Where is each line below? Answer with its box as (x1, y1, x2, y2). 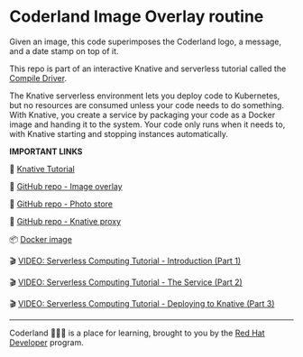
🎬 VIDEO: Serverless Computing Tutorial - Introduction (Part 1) (9, 255, 242, 266)
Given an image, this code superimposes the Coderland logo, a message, (9, 36, 282, 47)
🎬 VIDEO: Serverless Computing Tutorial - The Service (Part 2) (9, 277, 243, 288)
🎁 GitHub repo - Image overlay (9, 180, 124, 191)
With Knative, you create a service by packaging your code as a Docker (9, 109, 276, 120)
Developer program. (9, 336, 84, 348)
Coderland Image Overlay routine (9, 6, 264, 27)
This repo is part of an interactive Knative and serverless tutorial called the (9, 63, 287, 74)
